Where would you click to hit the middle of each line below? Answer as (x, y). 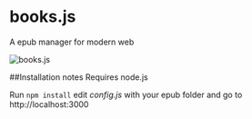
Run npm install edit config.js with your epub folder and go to (126, 94)
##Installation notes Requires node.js (79, 77)
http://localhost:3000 (49, 104)
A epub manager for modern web (72, 42)
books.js (43, 17)
